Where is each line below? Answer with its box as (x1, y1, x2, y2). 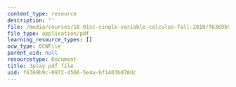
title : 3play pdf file (7, 62, 74, 69)
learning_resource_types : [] (7, 36, 93, 43)
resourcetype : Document (7, 56, 77, 63)
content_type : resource (7, 10, 77, 18)
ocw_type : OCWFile (7, 43, 61, 50)
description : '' (7, 17, 55, 24)
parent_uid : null (7, 50, 58, 57)
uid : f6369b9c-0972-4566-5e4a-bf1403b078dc (7, 69, 137, 76)
